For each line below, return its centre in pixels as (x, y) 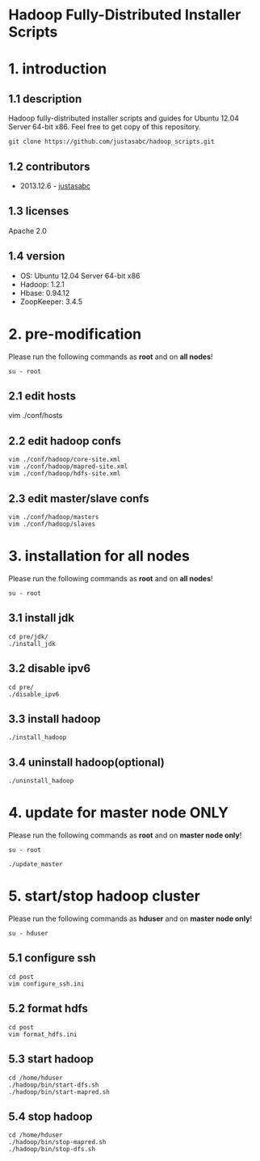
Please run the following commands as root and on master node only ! (125, 835)
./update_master (36, 864)
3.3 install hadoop (55, 718)
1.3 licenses (39, 211)
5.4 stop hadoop (50, 1116)
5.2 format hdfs (48, 1009)
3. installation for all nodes (99, 556)
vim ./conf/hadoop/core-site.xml (65, 460)
